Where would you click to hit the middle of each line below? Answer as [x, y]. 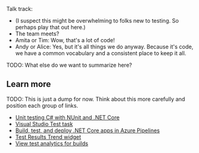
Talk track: [20, 9]
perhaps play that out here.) [50, 27]
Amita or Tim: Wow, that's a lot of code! [65, 40]
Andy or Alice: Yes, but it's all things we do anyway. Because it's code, [104, 47]
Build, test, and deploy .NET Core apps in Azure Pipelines [88, 130]
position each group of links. [42, 105]
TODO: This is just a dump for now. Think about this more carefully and [96, 99]
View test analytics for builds [52, 143]
